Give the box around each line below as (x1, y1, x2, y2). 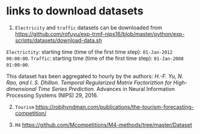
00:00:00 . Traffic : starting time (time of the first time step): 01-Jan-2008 (6, 54, 184, 62)
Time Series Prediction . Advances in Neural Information (37, 85, 175, 92)
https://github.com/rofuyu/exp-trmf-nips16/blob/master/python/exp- (14, 30, 185, 37)
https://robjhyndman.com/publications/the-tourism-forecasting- (35, 103, 194, 110)
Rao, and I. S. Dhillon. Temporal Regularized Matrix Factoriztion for (6, 79, 172, 86)
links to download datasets (6, 4, 144, 18)
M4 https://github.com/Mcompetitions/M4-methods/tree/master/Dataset (14, 121, 192, 128)
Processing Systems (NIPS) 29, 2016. (6, 92, 98, 99)
